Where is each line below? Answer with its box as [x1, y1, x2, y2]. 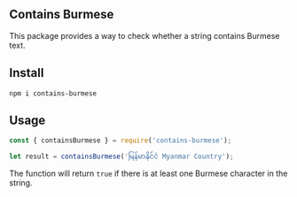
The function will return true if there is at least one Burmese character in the [9, 168, 288, 179]
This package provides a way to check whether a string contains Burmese [9, 30, 280, 41]
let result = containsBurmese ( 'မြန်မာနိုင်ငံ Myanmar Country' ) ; [9, 152, 234, 162]
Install [9, 65, 44, 80]
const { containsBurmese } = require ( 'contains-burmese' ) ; [9, 136, 232, 145]
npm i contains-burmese [9, 88, 98, 98]
